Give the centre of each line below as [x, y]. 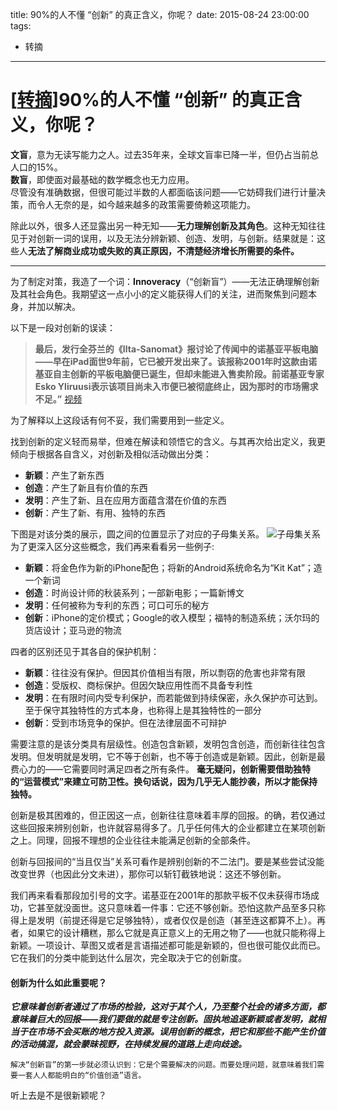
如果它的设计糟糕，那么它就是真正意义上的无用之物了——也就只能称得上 [176, 932]
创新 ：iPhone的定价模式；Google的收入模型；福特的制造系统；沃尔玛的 [172, 617]
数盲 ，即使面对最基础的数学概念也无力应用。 [102, 179]
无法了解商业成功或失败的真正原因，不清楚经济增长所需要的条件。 [164, 250]
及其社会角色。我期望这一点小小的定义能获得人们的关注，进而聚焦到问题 [159, 294]
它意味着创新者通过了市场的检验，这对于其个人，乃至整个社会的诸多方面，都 [168, 1007]
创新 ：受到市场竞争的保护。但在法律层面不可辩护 [125, 722]
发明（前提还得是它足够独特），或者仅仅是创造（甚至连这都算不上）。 [176, 920]
